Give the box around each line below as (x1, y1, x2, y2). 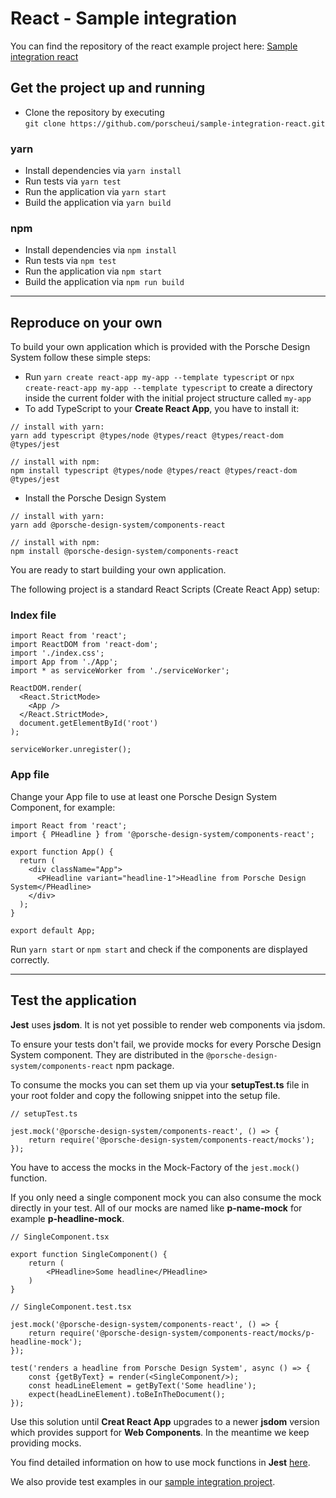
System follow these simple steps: (10, 352, 152, 364)
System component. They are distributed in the (10, 1048, 205, 1061)
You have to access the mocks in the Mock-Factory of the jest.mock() (10, 1161, 301, 1173)
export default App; (10, 925, 97, 936)
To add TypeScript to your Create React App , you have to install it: (24, 403, 300, 415)
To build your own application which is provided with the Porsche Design (10, 341, 311, 353)
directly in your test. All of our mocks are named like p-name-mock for (10, 1202, 303, 1214)
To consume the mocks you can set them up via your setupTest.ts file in (10, 1078, 310, 1091)
